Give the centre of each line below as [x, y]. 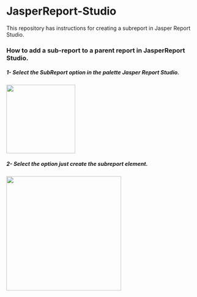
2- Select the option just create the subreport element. [77, 164]
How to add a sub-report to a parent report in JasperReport [96, 50]
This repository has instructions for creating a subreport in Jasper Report [98, 28]
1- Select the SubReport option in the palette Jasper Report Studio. [93, 73]
